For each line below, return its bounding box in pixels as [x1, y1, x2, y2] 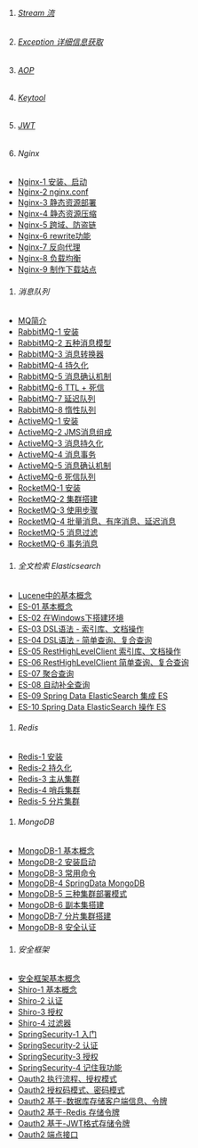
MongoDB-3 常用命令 [17, 868, 97, 879]
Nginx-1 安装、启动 [17, 177, 87, 187]
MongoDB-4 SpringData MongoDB [17, 878, 145, 888]
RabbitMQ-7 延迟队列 [17, 393, 96, 404]
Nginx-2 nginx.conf [17, 186, 89, 197]
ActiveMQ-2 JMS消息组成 [17, 427, 113, 438]
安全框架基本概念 [17, 973, 81, 984]
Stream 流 [17, 7, 55, 18]
